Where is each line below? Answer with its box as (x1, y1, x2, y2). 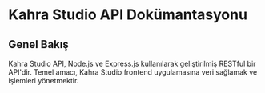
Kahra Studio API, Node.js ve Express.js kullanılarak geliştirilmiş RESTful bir (8, 59, 256, 68)
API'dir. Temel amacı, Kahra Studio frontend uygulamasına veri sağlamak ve (8, 67, 258, 77)
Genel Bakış (8, 38, 70, 51)
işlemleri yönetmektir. (8, 76, 79, 85)
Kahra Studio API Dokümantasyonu (8, 6, 248, 24)
